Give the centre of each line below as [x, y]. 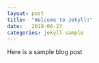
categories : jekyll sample [45, 33]
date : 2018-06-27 [35, 26]
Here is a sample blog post [45, 52]
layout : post [26, 13]
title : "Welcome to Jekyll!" [50, 20]
